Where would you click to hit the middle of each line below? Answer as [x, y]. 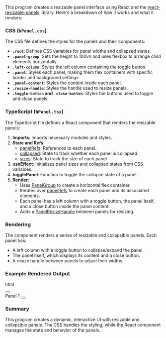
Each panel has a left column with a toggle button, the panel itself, [87, 201]
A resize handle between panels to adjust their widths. [68, 260]
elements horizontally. [35, 62]
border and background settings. [46, 78]
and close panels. [30, 99]
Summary [17, 309]
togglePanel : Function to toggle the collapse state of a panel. [75, 174]
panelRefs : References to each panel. [58, 148]
